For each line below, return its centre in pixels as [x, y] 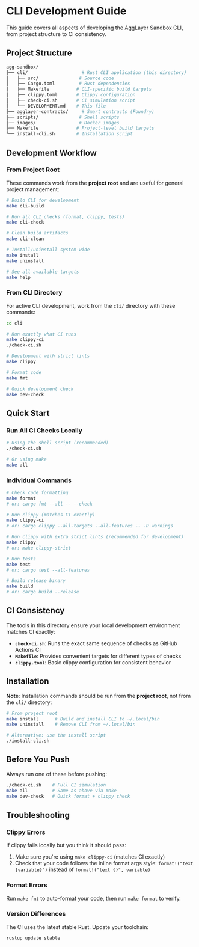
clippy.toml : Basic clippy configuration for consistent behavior [93, 662]
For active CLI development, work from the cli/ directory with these [91, 305]
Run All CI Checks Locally [44, 430]
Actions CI [28, 649]
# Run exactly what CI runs [41, 334]
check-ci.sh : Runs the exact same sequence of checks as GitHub [96, 643]
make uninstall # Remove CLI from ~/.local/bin [71, 725]
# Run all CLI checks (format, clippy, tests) [66, 217]
